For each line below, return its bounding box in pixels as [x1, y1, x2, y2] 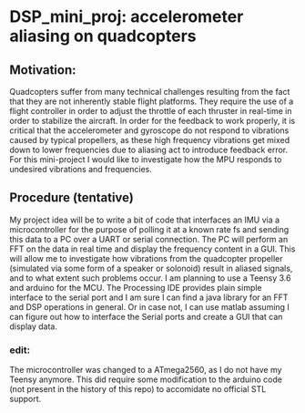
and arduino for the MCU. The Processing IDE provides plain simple [9, 282, 262, 293]
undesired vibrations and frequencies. [9, 164, 152, 174]
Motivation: [9, 62, 76, 77]
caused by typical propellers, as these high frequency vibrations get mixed [9, 135, 290, 145]
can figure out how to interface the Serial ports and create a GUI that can [9, 311, 283, 322]
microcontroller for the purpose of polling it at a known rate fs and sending [9, 223, 290, 234]
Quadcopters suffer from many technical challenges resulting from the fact [9, 87, 290, 97]
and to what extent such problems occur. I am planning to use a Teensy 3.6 [9, 272, 291, 284]
